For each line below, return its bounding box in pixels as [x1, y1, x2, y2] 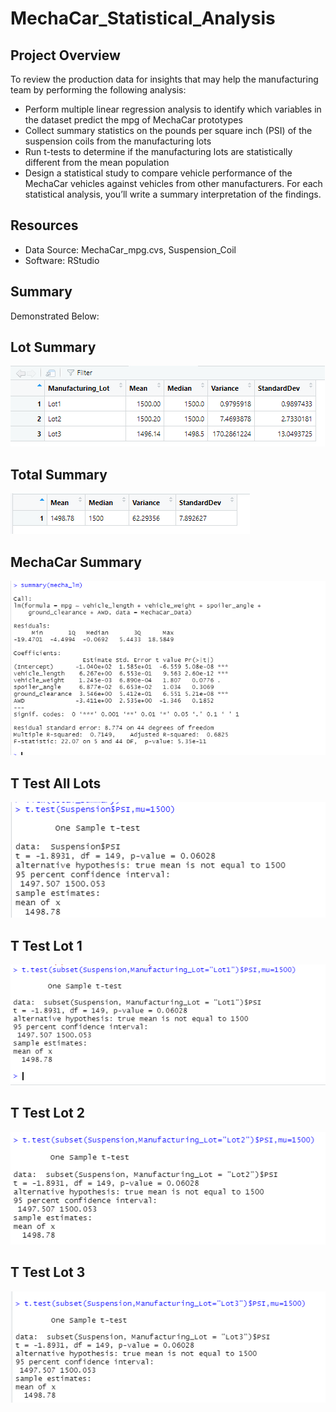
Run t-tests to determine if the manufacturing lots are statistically [24, 146, 293, 157]
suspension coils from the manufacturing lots [24, 135, 212, 147]
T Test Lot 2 [10, 1105, 85, 1122]
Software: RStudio [24, 254, 100, 266]
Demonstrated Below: [10, 310, 100, 322]
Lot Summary [10, 339, 97, 356]
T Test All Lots [10, 775, 102, 792]
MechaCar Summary [10, 553, 142, 571]
